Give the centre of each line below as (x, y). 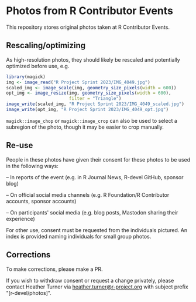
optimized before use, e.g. (38, 66)
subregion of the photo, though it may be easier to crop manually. (85, 127)
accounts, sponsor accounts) (41, 201)
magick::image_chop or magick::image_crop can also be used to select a (92, 120)
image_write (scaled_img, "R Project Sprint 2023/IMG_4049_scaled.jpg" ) (95, 104)
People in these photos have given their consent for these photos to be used (98, 159)
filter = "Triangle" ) (95, 99)
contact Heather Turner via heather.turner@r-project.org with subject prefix (97, 287)
